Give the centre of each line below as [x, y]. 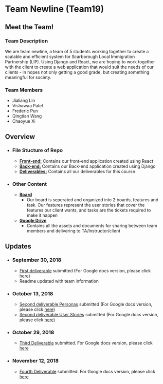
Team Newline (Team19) [54, 9]
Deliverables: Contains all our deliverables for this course [77, 171]
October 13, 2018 [33, 293]
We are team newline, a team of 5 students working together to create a [77, 51]
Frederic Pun [25, 111]
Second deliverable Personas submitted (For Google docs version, [86, 304]
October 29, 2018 [33, 332]
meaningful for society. [28, 77]
